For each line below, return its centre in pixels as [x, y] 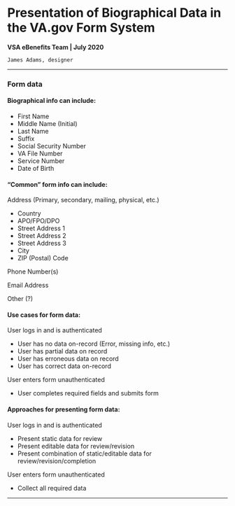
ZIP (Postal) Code [43, 258]
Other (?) [20, 299]
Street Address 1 [41, 228]
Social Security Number [51, 146]
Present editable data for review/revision [76, 446]
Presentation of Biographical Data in [114, 13]
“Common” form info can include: [57, 184]
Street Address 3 [42, 244]
